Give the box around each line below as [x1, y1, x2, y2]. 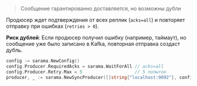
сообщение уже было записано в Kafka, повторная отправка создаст [6, 41, 181, 47]
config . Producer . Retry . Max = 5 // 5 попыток [6, 69, 167, 75]
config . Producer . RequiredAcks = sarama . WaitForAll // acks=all [6, 63, 164, 70]
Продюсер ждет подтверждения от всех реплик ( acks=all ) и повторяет [6, 16, 185, 23]
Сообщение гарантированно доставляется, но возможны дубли [20, 5, 182, 12]
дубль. [6, 47, 23, 54]
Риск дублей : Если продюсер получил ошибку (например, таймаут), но [6, 34, 186, 41]
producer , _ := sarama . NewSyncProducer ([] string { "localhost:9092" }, [6, 74, 177, 80]
